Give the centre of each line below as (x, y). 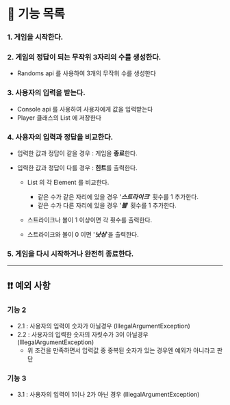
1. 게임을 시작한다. (35, 37)
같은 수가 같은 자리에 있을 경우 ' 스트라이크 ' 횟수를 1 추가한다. (118, 197)
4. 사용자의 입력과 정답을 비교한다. (60, 137)
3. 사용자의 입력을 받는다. (46, 93)
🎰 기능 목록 (36, 14)
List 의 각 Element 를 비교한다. (68, 182)
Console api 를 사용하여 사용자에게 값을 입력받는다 (85, 109)
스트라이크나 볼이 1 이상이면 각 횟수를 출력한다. (90, 220)
